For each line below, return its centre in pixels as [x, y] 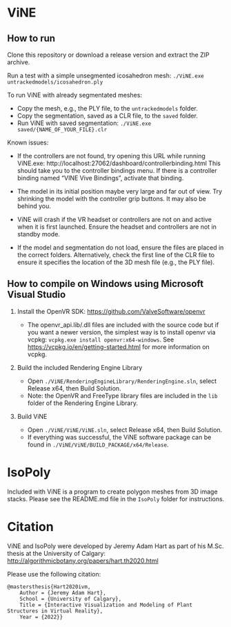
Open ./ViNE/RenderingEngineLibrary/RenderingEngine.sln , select [122, 381]
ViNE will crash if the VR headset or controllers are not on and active [114, 219]
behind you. [34, 206]
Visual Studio [37, 295]
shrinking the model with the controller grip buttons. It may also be [112, 199]
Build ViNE [32, 416]
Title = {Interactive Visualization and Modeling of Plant [106, 605]
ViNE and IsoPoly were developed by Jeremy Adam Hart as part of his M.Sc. [115, 546]
